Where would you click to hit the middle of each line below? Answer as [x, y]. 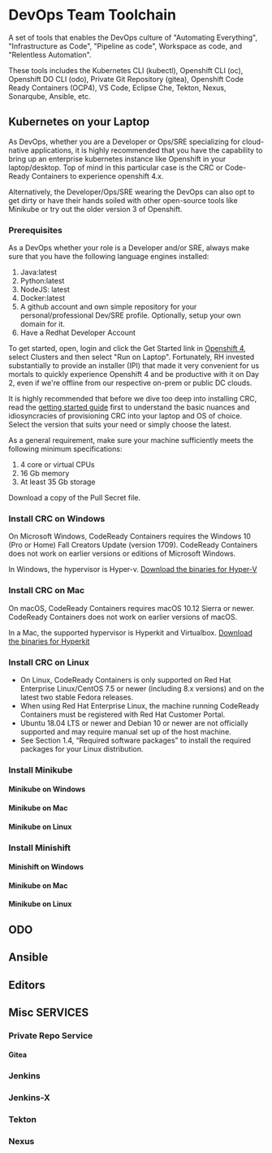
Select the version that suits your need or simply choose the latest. [120, 425]
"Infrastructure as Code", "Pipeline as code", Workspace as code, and [125, 46]
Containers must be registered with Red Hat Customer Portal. [123, 714]
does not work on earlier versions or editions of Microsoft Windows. [122, 553]
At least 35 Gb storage [58, 482]
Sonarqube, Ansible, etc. [50, 96]
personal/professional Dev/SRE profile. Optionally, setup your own [130, 315]
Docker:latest [42, 298]
